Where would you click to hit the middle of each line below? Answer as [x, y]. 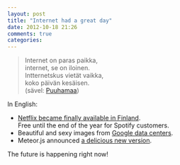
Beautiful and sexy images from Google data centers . [95, 133]
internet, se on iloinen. [57, 68]
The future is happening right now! [58, 154]
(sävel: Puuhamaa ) [52, 91]
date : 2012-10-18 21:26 [43, 27]
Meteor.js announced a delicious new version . [85, 141]
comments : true [30, 34]
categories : [25, 40]
